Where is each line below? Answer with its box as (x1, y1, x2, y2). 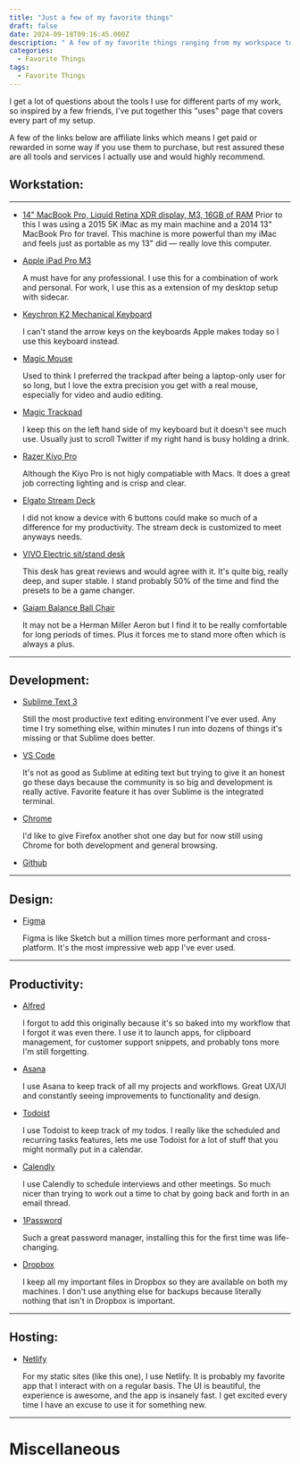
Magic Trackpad (21, 406, 83, 417)
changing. (21, 1242, 60, 1252)
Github (21, 858, 47, 868)
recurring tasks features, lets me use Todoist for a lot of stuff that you (21, 1135, 279, 1145)
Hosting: (9, 1330, 59, 1345)
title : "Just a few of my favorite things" (9, 13, 174, 22)
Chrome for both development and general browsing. (21, 840, 219, 850)
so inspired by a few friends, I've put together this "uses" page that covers (9, 105, 284, 116)
